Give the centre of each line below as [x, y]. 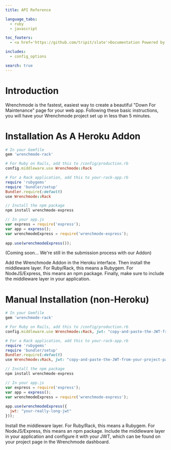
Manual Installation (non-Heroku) [77, 299]
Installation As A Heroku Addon [73, 136]
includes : [16, 52]
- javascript [24, 28]
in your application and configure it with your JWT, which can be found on [83, 436]
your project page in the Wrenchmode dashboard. [58, 442]
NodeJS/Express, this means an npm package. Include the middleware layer [85, 431]
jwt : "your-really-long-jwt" [41, 411]
